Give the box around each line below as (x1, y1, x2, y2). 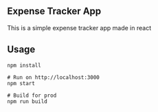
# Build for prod (7, 92, 57, 99)
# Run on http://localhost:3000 (7, 74, 100, 81)
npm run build (7, 98, 48, 105)
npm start (7, 80, 36, 87)
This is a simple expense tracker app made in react (7, 23, 152, 32)
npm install (7, 62, 41, 69)
